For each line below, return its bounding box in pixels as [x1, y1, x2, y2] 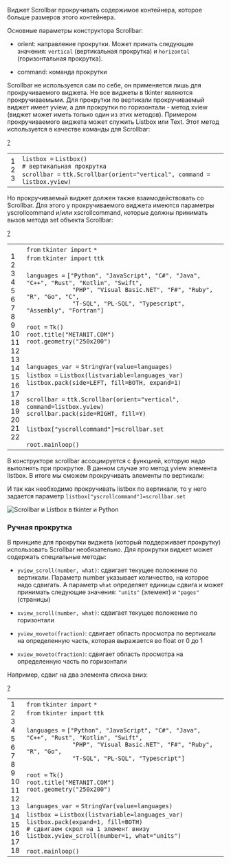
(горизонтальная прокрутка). [16, 54, 103, 63]
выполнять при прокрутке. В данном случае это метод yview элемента [7, 464, 217, 472]
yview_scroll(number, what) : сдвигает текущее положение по [16, 566, 198, 574]
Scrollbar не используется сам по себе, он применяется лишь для [7, 81, 201, 89]
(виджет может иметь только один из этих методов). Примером [7, 110, 197, 118]
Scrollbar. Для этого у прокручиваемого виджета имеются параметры [7, 201, 214, 209]
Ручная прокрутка [7, 523, 72, 532]
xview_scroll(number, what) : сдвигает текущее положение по [16, 609, 198, 617]
